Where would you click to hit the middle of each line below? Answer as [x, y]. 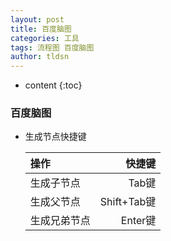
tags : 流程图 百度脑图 [52, 47]
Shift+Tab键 [128, 202]
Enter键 [138, 221]
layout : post [37, 19]
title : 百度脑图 [41, 29]
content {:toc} [53, 85]
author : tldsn [40, 57]
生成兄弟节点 [60, 221]
